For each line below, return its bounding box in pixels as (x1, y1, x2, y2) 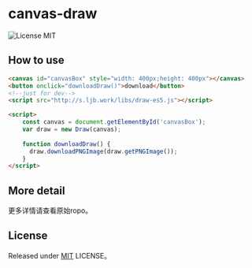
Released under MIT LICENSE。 (8, 251, 112, 260)
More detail (8, 184, 65, 197)
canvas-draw (8, 5, 98, 23)
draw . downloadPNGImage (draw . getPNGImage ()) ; (28, 147, 178, 155)
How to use (8, 54, 65, 67)
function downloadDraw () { (22, 140, 111, 148)
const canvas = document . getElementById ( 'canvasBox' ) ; (22, 118, 206, 126)
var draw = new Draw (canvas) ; (22, 125, 122, 133)
